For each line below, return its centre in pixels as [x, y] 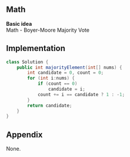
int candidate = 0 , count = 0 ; [66, 73]
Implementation [36, 48]
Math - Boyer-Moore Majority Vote [48, 30]
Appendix [24, 134]
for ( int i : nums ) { [51, 78]
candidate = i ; [66, 89]
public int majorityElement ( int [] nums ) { [69, 67]
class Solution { [27, 62]
